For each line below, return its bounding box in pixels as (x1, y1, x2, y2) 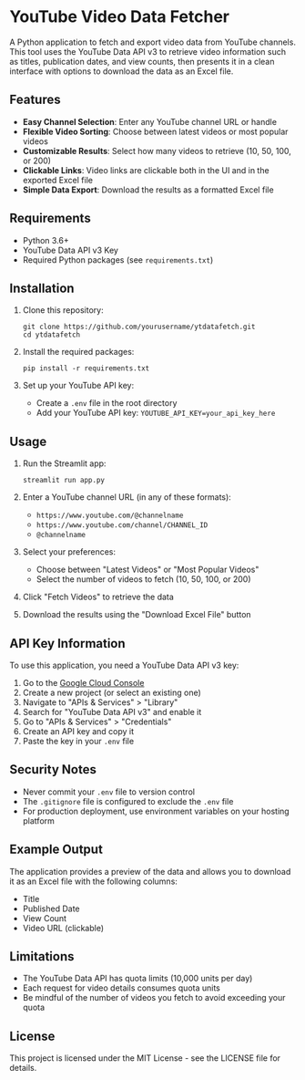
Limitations (9, 949, 75, 964)
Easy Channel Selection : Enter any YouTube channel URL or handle (22, 116, 278, 127)
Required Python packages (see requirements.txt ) (22, 254, 214, 265)
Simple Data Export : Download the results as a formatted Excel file (22, 184, 275, 195)
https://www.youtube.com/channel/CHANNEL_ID (36, 521, 208, 530)
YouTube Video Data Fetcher (9, 6, 230, 27)
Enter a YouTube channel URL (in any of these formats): (22, 492, 232, 503)
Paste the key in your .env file (22, 736, 135, 746)
